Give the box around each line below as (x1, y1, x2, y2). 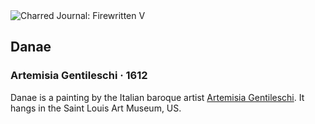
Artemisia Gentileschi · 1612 (10, 69, 148, 83)
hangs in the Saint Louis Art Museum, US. (10, 102, 182, 114)
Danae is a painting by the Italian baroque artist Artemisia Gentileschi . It (10, 91, 305, 103)
